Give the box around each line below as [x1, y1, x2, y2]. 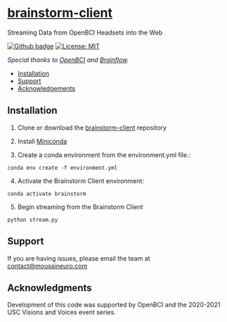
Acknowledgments [7, 282, 93, 294]
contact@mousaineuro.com [7, 261, 88, 270]
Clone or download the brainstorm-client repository [17, 123, 167, 132]
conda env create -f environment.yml [7, 164, 118, 171]
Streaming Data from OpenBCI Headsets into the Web [7, 28, 163, 37]
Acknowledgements [17, 84, 76, 92]
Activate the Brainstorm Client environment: [17, 176, 144, 185]
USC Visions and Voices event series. [7, 308, 116, 316]
